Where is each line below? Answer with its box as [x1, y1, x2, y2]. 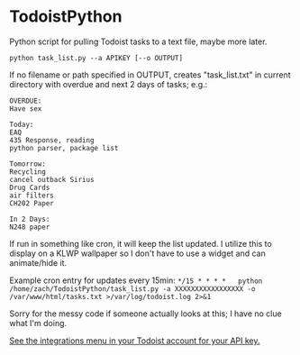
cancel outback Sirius [9, 175, 95, 184]
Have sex [9, 104, 42, 114]
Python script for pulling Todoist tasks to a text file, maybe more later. [9, 36, 268, 47]
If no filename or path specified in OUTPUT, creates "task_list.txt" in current [9, 69, 291, 80]
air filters [9, 191, 54, 200]
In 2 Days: [9, 214, 50, 223]
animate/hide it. [9, 257, 68, 268]
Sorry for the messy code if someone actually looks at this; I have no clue [9, 308, 282, 319]
